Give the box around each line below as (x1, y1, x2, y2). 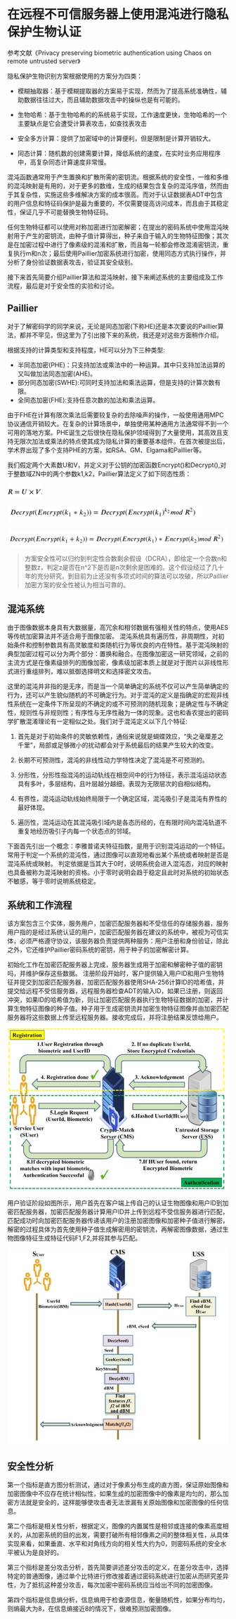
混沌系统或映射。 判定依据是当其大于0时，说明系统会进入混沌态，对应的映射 (7, 859, 228, 867)
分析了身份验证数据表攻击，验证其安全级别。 (7, 258, 137, 266)
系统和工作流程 (7, 900, 72, 911)
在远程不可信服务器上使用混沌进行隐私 (7, 6, 230, 22)
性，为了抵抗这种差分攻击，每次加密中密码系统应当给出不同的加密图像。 (7, 1580, 216, 1589)
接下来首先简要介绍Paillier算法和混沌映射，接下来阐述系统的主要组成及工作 (7, 273, 223, 281)
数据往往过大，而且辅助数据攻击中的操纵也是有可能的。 (23, 96, 184, 104)
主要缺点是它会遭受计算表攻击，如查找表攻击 (17, 119, 147, 127)
